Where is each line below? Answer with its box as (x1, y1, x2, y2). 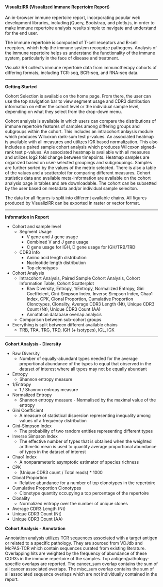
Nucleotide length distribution (26, 260, 86, 265)
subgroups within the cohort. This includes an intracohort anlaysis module (5, 129, 153, 134)
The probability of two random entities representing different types (19, 428, 153, 434)
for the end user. (5, 30, 38, 36)
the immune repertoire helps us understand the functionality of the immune (5, 50, 155, 56)
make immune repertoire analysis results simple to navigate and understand (5, 25, 157, 31)
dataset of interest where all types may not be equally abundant (19, 366, 147, 372)
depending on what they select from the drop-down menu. (5, 109, 122, 114)
